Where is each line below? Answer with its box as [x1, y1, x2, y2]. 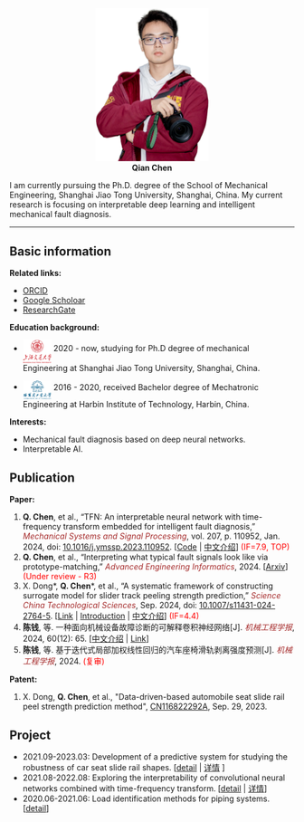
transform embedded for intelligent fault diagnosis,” [62, 521, 256, 532]
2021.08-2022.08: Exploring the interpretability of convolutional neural [22, 772, 286, 783]
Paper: [9, 494, 35, 505]
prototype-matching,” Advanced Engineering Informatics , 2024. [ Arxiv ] [22, 561, 289, 572]
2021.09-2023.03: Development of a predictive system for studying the [22, 750, 288, 762]
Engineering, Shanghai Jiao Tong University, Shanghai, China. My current [9, 189, 283, 201]
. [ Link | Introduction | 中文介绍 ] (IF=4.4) [50, 610, 200, 622]
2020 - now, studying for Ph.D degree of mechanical [52, 343, 250, 354]
